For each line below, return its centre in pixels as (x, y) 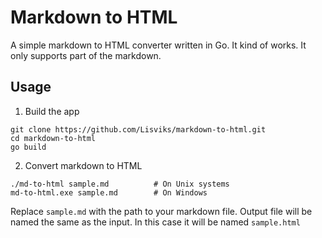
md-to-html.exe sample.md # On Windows (109, 192)
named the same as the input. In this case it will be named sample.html (155, 222)
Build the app (52, 111)
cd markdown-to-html (53, 138)
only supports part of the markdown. (86, 55)
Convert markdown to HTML (83, 165)
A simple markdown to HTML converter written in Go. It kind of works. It (158, 45)
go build (28, 147)
